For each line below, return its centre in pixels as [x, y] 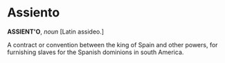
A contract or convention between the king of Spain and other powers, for [112, 45]
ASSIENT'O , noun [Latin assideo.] [56, 32]
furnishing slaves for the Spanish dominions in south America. [96, 52]
